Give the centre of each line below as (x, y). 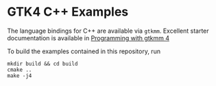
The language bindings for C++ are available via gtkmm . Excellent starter (108, 31)
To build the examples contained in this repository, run (84, 51)
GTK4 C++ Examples (68, 12)
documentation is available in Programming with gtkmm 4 (88, 38)
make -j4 (20, 76)
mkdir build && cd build (43, 63)
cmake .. (20, 70)
